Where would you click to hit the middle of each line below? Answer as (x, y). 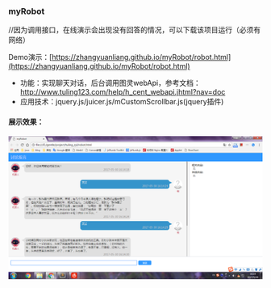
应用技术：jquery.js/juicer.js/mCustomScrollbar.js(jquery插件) (122, 102)
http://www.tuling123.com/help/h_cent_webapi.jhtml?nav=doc (123, 92)
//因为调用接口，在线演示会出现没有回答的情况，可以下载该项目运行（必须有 (135, 30)
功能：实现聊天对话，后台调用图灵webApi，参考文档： (110, 83)
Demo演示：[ (30, 57)
